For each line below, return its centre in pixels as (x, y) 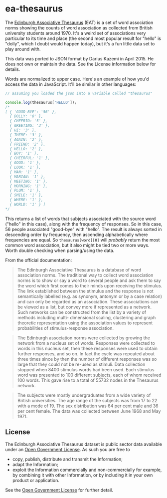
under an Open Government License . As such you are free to (68, 449)
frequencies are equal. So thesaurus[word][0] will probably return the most (83, 240)
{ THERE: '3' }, (26, 135)
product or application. (36, 480)
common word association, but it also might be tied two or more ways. (77, 245)
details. (13, 69)
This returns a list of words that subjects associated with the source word (81, 219)
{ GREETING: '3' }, (30, 126)
